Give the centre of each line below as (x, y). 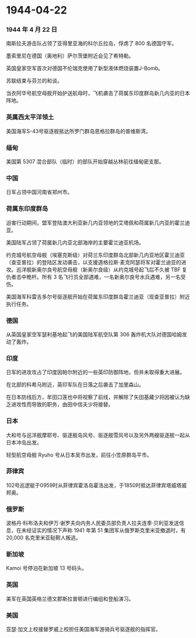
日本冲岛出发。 (24, 442)
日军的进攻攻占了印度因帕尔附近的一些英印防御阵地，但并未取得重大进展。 (95, 372)
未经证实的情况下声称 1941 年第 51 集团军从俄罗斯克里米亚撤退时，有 (104, 530)
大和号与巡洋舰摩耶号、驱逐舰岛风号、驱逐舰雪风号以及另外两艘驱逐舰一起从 (98, 435)
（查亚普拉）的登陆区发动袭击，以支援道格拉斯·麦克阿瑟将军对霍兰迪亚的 (94, 262)
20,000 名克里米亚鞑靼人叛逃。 (44, 538)
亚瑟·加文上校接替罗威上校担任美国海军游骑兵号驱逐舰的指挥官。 (84, 629)
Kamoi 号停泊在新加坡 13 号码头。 (47, 568)
